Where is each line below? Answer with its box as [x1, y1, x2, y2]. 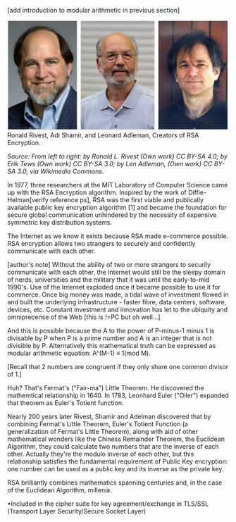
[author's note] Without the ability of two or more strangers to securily [7, 260, 211, 268]
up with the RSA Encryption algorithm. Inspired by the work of [7, 188, 187, 197]
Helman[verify [7, 195, 49, 204]
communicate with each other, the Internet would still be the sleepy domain [7, 268, 225, 276]
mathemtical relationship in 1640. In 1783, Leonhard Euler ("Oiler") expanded [7, 391, 229, 399]
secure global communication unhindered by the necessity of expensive [7, 211, 217, 219]
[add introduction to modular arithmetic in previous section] [7, 6, 180, 14]
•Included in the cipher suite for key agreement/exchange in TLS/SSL [7, 499, 209, 508]
